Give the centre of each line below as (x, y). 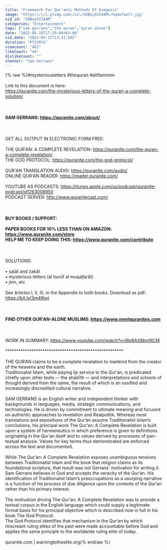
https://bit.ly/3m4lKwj (27, 298)
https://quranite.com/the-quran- (126, 149)
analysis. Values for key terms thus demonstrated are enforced (85, 441)
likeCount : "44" (22, 51)
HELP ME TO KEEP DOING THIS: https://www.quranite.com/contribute (79, 240)
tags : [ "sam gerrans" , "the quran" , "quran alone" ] (58, 28)
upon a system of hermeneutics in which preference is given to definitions (82, 431)
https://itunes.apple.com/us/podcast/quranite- (108, 187)
